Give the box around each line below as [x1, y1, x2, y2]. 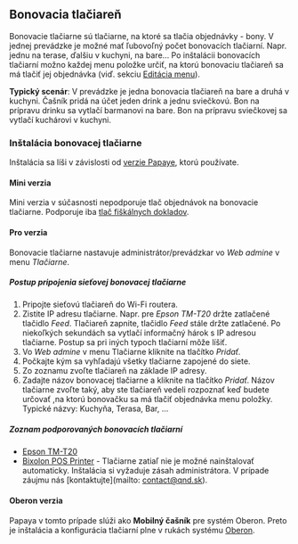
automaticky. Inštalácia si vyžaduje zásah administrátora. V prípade [21, 466, 270, 476]
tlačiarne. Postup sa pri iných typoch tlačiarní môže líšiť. [21, 337, 228, 348]
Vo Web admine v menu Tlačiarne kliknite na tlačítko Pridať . [21, 347, 241, 358]
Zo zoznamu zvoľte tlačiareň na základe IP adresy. [21, 366, 207, 376]
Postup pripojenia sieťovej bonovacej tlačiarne [9, 276, 187, 288]
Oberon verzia [9, 495, 64, 507]
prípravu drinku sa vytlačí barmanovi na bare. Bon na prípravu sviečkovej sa [9, 104, 287, 115]
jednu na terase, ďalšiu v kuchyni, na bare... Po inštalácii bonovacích [9, 49, 261, 61]
